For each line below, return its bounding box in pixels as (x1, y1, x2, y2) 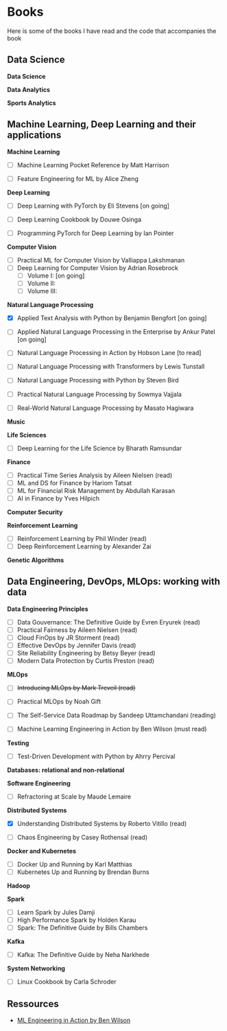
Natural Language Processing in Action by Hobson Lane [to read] (16, 349, 202, 357)
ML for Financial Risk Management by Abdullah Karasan (16, 486, 176, 494)
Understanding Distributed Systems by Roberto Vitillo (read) (16, 819, 187, 827)
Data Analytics (7, 85, 50, 93)
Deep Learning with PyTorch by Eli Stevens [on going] (16, 202, 170, 210)
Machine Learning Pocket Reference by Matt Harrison (16, 160, 169, 169)
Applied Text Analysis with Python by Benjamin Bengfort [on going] (16, 314, 207, 322)
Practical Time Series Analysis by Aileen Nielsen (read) (16, 471, 173, 479)
